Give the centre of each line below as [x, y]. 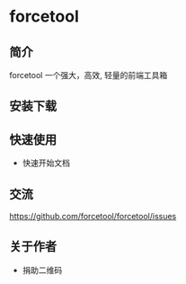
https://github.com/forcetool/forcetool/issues [93, 217]
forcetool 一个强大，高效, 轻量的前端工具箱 [89, 75]
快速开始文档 [46, 163]
